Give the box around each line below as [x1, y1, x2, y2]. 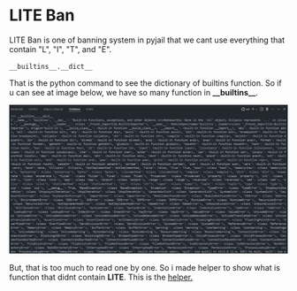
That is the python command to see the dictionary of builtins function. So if [9, 77, 283, 88]
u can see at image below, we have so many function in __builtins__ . [9, 87, 258, 97]
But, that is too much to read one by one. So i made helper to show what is [9, 263, 281, 273]
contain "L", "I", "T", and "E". [9, 43, 112, 54]
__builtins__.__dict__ [9, 62, 93, 71]
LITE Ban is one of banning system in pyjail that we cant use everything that [9, 34, 286, 45]
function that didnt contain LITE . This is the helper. [9, 272, 194, 283]
